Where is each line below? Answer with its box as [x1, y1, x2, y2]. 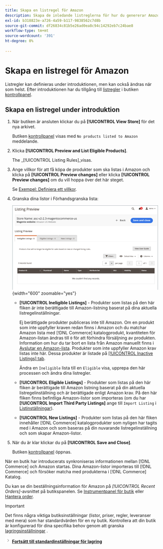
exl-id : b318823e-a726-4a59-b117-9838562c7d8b [5, 18, 101, 23]
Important [5, 503, 25, 509]
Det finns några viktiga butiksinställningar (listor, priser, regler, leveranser [5, 512, 151, 518]
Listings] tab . [19, 355, 46, 361]
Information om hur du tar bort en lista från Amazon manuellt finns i [19, 340, 154, 346]
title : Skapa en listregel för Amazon [5, 8, 83, 13]
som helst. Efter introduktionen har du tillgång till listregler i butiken [5, 86, 139, 92]
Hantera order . [5, 493, 34, 499]
